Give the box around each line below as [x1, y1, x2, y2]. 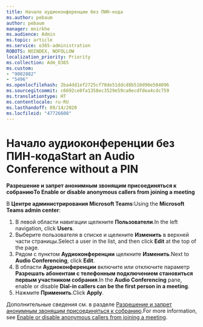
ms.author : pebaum [6, 15, 53, 21]
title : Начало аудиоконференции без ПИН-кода [6, 8, 123, 15]
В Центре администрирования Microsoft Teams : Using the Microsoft [6, 200, 185, 208]
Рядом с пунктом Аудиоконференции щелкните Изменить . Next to [15, 251, 190, 258]
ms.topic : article [6, 37, 53, 43]
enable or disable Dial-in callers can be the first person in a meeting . [15, 283, 190, 290]
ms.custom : [6, 65, 34, 71]
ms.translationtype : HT [6, 93, 67, 99]
